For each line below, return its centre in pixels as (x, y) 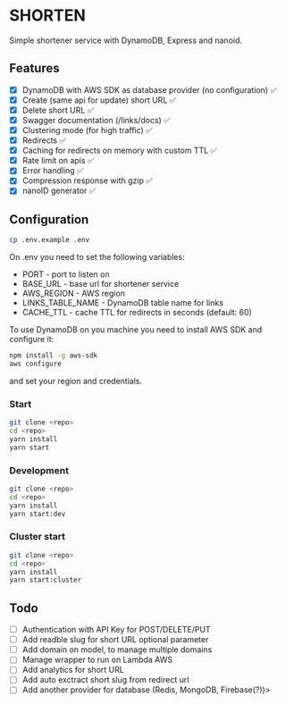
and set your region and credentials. (76, 381)
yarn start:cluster (46, 580)
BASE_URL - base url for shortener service (101, 284)
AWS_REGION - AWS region (73, 293)
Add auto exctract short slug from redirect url (105, 680)
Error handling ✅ (53, 171)
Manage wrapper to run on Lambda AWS (97, 660)
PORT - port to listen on (66, 274)
